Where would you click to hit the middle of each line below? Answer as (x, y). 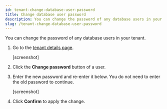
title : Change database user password (45, 14)
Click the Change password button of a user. (59, 67)
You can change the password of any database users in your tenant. (75, 38)
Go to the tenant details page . (43, 47)
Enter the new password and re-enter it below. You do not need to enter (86, 77)
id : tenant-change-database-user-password (50, 10)
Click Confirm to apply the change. (49, 101)
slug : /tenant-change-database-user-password (53, 24)
